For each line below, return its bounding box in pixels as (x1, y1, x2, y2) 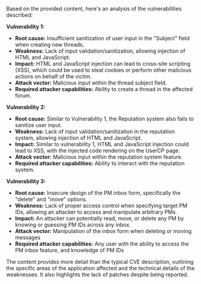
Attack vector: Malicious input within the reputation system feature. (14, 153, 183, 161)
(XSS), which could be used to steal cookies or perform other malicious (14, 67, 192, 74)
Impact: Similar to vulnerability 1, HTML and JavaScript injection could (14, 141, 189, 147)
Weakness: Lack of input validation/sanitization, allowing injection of (14, 47, 186, 55)
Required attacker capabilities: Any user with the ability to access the (14, 240, 189, 247)
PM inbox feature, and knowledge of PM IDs (14, 247, 124, 253)
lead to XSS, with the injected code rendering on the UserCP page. (14, 147, 181, 154)
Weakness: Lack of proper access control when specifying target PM (14, 202, 188, 209)
